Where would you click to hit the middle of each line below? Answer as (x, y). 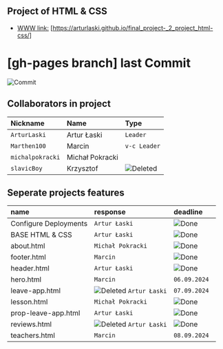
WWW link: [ (35, 28)
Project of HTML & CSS (57, 11)
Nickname (28, 123)
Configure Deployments (49, 224)
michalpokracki (35, 157)
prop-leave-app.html (45, 313)
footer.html (28, 257)
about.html (28, 246)
